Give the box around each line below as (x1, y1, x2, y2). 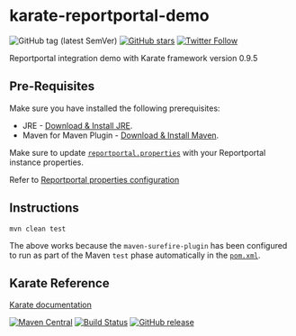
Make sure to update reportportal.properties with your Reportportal (9, 147, 266, 158)
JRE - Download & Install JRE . (22, 120, 133, 131)
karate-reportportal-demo (9, 5, 210, 26)
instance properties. (9, 157, 84, 168)
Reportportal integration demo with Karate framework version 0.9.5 (9, 52, 258, 63)
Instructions (9, 200, 79, 216)
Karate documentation (9, 299, 93, 311)
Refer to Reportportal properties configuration (9, 174, 180, 185)
